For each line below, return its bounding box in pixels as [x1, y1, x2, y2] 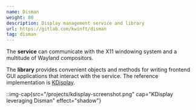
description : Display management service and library [6, 20, 145, 26]
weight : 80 [6, 15, 34, 21]
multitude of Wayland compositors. [6, 54, 94, 62]
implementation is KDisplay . [6, 79, 76, 86]
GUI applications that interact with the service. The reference [6, 73, 158, 80]
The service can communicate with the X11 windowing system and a [6, 48, 177, 55]
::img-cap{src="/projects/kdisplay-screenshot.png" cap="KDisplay [6, 91, 174, 98]
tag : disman [6, 31, 36, 37]
